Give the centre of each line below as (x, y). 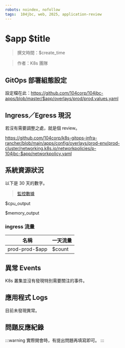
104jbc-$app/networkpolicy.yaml (38, 154)
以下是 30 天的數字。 (26, 183)
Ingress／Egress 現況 (38, 115)
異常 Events (23, 268)
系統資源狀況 (25, 170)
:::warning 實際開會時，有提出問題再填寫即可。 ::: (55, 340)
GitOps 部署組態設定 (36, 80)
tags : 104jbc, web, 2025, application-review (53, 14)
